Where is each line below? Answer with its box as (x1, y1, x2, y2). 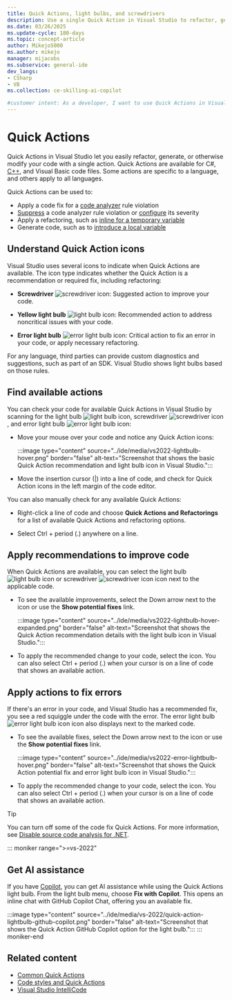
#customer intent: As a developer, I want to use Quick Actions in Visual (7, 100, 227, 107)
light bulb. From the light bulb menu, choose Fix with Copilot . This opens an (7, 889, 224, 898)
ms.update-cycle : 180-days (7, 29, 85, 37)
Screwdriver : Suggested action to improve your (17, 290, 209, 298)
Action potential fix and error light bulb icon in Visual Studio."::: (17, 768, 196, 777)
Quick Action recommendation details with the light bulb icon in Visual (17, 631, 217, 639)
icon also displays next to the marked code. (71, 719, 195, 728)
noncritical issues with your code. (17, 317, 114, 326)
